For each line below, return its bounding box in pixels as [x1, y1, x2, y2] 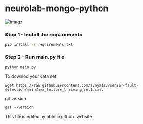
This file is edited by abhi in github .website [5, 114, 92, 120]
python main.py [5, 65, 36, 70]
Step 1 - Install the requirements [5, 31, 82, 38]
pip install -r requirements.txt [5, 42, 73, 47]
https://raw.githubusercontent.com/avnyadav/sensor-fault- [16, 83, 139, 88]
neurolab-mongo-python [5, 3, 109, 14]
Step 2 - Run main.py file [5, 54, 65, 61]
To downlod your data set [5, 73, 57, 79]
